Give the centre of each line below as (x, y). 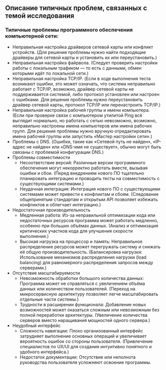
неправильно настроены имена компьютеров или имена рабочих (82, 126)
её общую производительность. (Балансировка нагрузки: (81, 252)
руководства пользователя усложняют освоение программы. (85, 362)
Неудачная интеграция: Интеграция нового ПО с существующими (90, 189)
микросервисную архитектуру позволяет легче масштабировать (89, 294)
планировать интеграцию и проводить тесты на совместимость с (90, 178)
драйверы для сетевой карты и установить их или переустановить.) (84, 57)
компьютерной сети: (32, 36)
